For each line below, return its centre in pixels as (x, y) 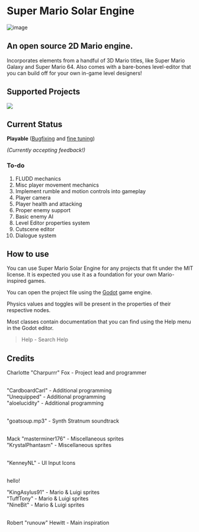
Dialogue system (36, 235)
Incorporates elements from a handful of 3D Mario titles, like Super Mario (96, 60)
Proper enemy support (43, 210)
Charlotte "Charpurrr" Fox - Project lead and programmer (77, 373)
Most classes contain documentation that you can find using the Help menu (99, 322)
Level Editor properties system (53, 223)
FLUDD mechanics (38, 178)
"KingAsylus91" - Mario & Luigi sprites (53, 492)
